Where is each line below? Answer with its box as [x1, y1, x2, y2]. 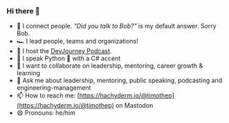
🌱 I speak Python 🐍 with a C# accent [16, 55, 121, 63]
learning [16, 69, 41, 77]
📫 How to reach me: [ [16, 91, 80, 100]
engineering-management [16, 84, 91, 92]
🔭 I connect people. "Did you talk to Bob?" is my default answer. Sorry [16, 22, 217, 30]
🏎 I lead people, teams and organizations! [16, 37, 139, 46]
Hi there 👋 [6, 6, 41, 16]
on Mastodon [116, 102, 154, 110]
